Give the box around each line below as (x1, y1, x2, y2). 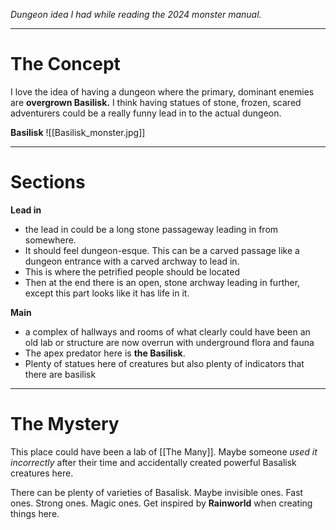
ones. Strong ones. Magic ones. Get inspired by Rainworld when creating (10, 497, 313, 509)
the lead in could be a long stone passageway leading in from (24, 223, 279, 235)
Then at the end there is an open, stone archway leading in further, (24, 276, 301, 288)
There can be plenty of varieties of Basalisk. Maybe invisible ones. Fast (10, 486, 304, 498)
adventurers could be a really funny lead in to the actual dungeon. (10, 107, 282, 119)
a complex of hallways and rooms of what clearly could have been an (24, 325, 311, 338)
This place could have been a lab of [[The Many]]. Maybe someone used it (10, 445, 318, 458)
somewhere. (24, 234, 77, 246)
